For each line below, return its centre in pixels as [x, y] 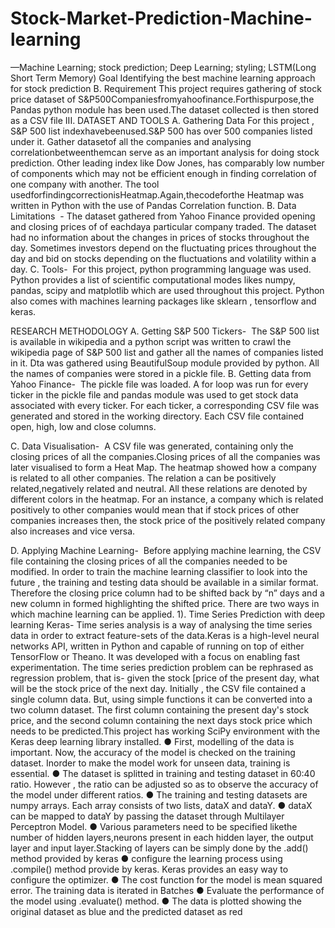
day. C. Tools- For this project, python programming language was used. [161, 269]
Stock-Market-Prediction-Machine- [161, 18]
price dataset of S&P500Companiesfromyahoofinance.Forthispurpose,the [162, 99]
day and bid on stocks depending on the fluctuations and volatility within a [163, 258]
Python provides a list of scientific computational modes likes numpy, [153, 279]
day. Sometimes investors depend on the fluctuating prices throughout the [163, 248]
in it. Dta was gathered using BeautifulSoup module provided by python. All [165, 363]
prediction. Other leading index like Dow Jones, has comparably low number [167, 163]
